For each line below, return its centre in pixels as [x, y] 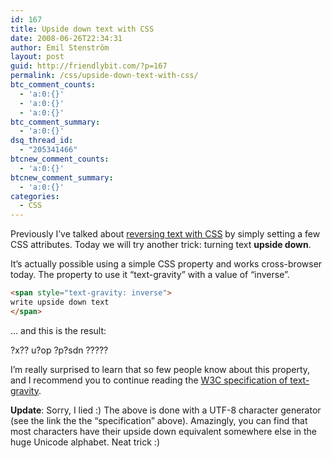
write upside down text [60, 302]
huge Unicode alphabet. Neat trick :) [85, 442]
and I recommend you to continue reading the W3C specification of [149, 380]
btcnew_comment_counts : [60, 159]
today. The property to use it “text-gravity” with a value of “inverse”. [150, 275]
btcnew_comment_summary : [62, 177]
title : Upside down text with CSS [82, 29]
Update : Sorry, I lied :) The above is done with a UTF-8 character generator [166, 410]
